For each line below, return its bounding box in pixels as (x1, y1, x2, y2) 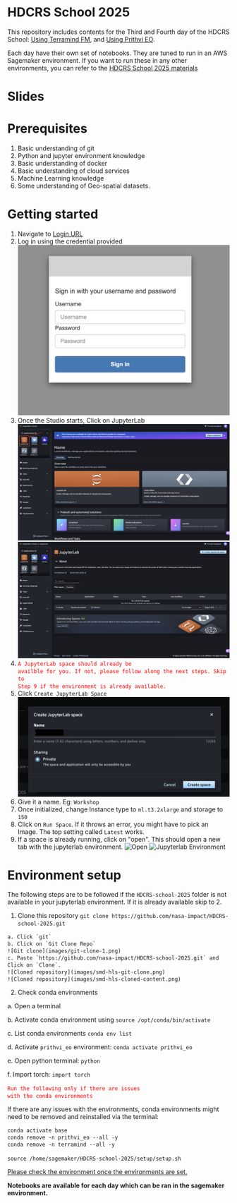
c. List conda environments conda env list (7, 1029, 133, 1038)
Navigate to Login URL (17, 230, 83, 238)
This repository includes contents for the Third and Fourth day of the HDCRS (7, 28, 230, 36)
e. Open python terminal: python (7, 1056, 100, 1065)
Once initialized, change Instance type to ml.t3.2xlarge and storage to (17, 805, 224, 814)
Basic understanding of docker (17, 159, 108, 168)
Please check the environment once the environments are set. (7, 1168, 188, 1176)
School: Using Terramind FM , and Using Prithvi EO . (7, 35, 155, 43)
